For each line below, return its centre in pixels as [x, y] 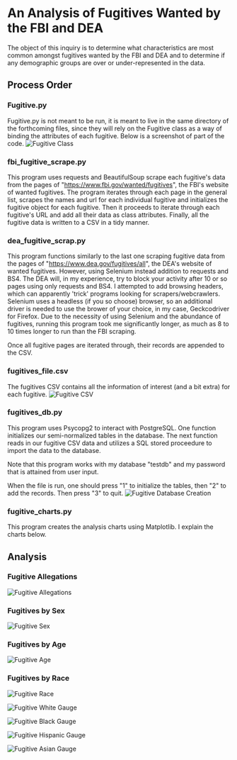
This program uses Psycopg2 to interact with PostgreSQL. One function [112, 428]
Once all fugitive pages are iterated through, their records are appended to [116, 345]
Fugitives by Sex [36, 610]
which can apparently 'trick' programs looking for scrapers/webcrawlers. [114, 294]
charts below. [27, 535]
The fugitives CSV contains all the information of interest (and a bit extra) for [119, 386]
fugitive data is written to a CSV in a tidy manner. [79, 222]
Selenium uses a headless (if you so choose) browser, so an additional [110, 301]
